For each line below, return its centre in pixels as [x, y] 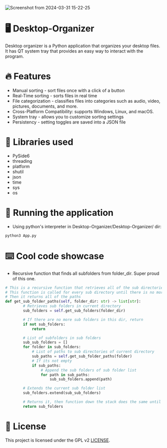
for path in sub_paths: [65, 375]
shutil [18, 172]
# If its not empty [52, 361]
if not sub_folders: [44, 324]
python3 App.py [21, 236]
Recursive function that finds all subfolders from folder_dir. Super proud [86, 273]
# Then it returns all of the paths [43, 297]
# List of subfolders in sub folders [62, 338]
